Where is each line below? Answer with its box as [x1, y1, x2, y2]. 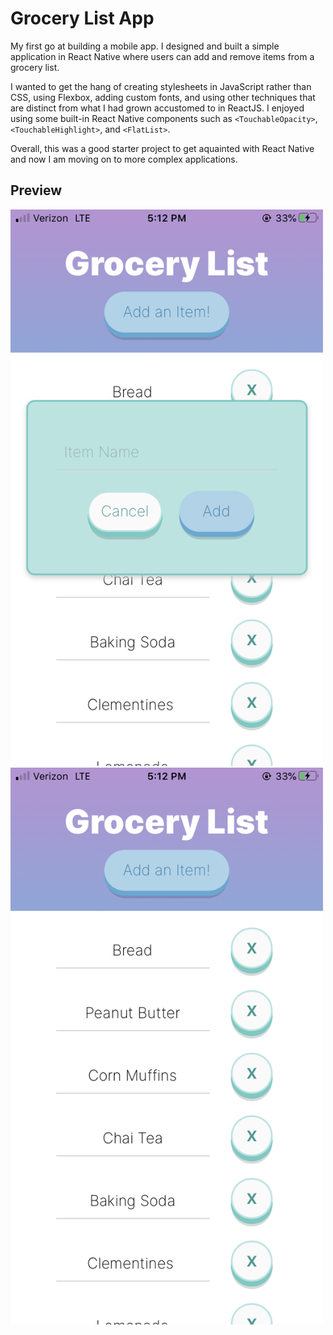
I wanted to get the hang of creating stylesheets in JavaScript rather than [10, 80, 312, 92]
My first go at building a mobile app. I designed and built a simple [10, 40, 280, 52]
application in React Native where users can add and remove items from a [10, 50, 315, 62]
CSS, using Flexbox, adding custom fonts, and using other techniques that [10, 91, 316, 103]
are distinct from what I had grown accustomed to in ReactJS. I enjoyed [10, 102, 305, 114]
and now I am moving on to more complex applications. [10, 153, 238, 165]
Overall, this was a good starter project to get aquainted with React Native [10, 142, 315, 154]
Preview [10, 182, 63, 199]
